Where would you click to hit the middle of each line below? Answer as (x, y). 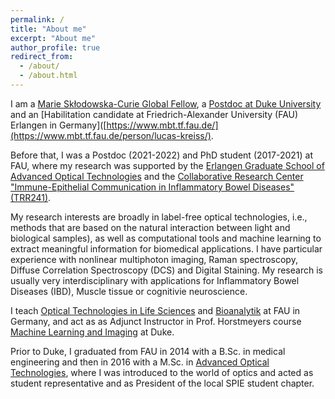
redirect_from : (42, 57)
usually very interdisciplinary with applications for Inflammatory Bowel (155, 280)
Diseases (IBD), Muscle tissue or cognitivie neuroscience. (129, 291)
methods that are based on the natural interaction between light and (150, 227)
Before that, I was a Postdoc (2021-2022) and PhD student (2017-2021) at (162, 155)
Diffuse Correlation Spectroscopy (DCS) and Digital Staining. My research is (166, 270)
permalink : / (37, 19)
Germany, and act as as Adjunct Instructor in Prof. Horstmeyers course (156, 321)
